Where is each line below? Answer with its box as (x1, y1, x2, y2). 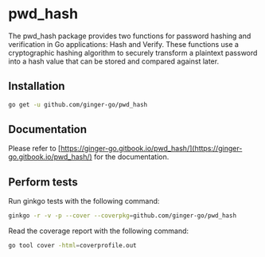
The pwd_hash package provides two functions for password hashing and (8, 31, 251, 41)
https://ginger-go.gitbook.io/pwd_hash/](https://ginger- (60, 144, 243, 154)
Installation (8, 80, 65, 93)
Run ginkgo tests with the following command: (8, 197, 160, 206)
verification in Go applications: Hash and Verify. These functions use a (8, 39, 239, 49)
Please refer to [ (8, 144, 61, 154)
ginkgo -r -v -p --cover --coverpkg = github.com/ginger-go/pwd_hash (8, 212, 237, 220)
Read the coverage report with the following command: (8, 226, 189, 236)
